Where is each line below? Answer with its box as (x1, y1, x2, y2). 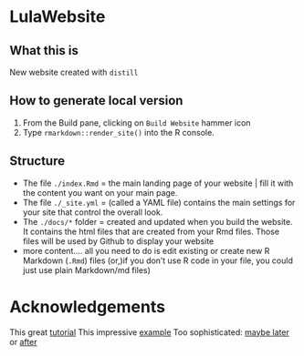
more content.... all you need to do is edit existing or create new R (22, 245, 270, 256)
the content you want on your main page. (22, 187, 178, 198)
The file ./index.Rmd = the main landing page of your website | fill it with (22, 178, 294, 188)
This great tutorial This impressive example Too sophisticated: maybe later (9, 326, 289, 338)
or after (9, 336, 38, 347)
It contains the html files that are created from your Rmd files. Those (22, 226, 280, 237)
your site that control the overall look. (22, 207, 163, 218)
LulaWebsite (9, 6, 106, 27)
